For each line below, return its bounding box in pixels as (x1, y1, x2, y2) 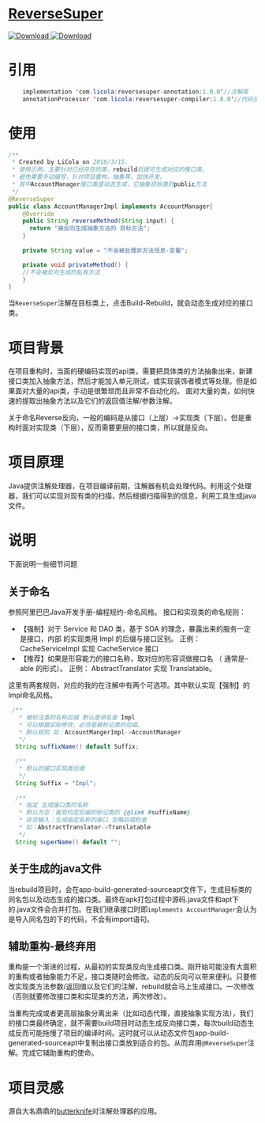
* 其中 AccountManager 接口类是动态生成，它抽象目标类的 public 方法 (11, 180, 207, 188)
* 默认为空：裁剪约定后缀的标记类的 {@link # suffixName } (18, 809, 191, 817)
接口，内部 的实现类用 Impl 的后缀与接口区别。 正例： (26, 634, 201, 643)
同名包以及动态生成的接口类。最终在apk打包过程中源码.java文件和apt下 (8, 894, 239, 904)
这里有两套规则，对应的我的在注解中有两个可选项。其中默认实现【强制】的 (8, 680, 250, 689)
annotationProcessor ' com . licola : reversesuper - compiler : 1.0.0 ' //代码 (22, 95, 254, 103)
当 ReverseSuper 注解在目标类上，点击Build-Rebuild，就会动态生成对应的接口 (8, 298, 254, 308)
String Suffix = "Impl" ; (15, 779, 97, 787)
